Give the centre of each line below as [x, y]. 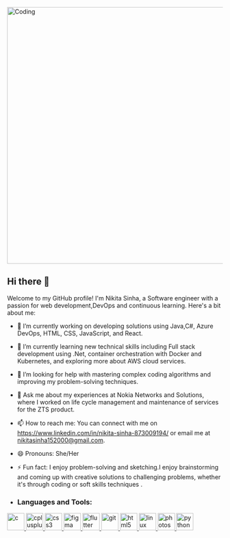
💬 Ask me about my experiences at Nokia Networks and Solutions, [110, 395]
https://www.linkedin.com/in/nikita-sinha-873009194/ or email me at [114, 433]
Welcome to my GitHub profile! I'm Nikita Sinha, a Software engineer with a [113, 298]
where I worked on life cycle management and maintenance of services [118, 402]
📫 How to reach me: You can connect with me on [87, 423]
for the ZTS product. [46, 409]
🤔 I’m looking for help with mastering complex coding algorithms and [114, 374]
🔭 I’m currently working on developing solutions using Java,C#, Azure [115, 326]
